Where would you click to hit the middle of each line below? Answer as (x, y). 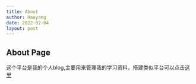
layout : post (22, 28)
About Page (28, 52)
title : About (22, 12)
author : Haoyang (26, 17)
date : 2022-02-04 (28, 23)
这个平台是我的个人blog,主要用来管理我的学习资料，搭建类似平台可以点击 (96, 68)
